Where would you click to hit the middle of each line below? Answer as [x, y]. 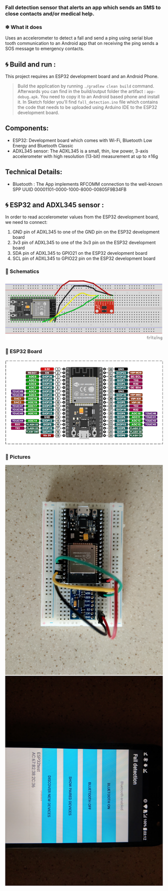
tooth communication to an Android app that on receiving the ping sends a [82, 43]
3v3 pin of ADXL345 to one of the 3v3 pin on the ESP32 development [84, 243]
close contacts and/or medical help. [50, 13]
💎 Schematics [22, 271]
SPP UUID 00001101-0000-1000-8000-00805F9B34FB [69, 189]
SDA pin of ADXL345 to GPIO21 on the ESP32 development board [80, 253]
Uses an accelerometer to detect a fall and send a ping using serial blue [79, 38]
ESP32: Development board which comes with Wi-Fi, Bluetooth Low [82, 140]
